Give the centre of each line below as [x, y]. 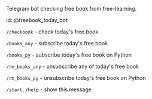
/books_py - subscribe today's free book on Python [69, 55]
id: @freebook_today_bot [37, 20]
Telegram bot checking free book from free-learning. [72, 9]
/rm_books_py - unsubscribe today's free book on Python [76, 78]
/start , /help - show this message [49, 89]
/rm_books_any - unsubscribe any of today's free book [73, 66]
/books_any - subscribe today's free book [57, 43]
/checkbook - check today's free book [52, 32]
